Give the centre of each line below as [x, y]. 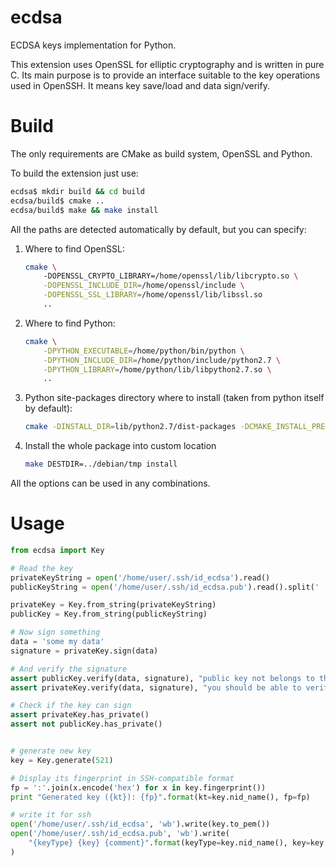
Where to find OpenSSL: [74, 248]
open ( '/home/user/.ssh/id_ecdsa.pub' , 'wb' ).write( [120, 834]
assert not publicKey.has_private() [86, 724]
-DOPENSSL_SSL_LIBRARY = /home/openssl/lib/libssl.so [153, 295]
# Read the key [42, 568]
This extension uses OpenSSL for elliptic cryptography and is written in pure [167, 64]
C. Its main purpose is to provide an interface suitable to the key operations [165, 75]
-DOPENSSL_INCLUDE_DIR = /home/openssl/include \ [144, 286]
